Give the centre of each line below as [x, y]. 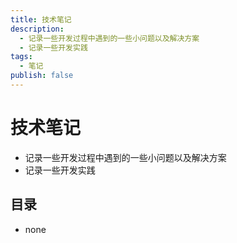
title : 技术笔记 [41, 19]
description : [37, 29]
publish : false [42, 76]
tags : [21, 57]
